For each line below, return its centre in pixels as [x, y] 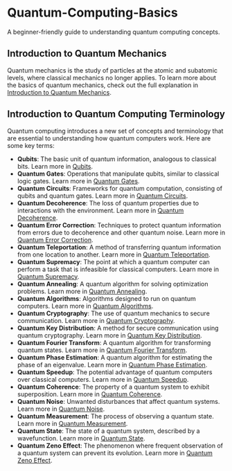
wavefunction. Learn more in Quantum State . [81, 438]
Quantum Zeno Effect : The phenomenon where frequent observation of [120, 445]
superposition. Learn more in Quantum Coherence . [90, 394]
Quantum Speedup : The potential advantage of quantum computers [115, 372]
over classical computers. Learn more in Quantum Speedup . [103, 379]
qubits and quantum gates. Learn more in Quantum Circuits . [102, 196]
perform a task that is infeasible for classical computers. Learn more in [118, 269]
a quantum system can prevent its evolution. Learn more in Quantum [115, 453]
